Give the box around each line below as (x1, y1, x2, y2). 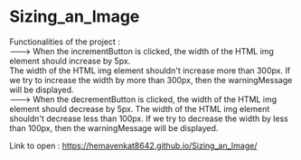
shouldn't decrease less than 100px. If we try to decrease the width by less (9, 113, 289, 124)
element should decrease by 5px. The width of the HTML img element (9, 103, 270, 114)
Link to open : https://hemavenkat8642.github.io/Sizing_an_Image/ (9, 140, 258, 151)
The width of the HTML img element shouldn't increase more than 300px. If (9, 65, 291, 76)
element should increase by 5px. (9, 55, 131, 66)
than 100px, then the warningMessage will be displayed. (9, 122, 219, 133)
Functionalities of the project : (9, 36, 120, 47)
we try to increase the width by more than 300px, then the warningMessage (9, 74, 293, 85)
